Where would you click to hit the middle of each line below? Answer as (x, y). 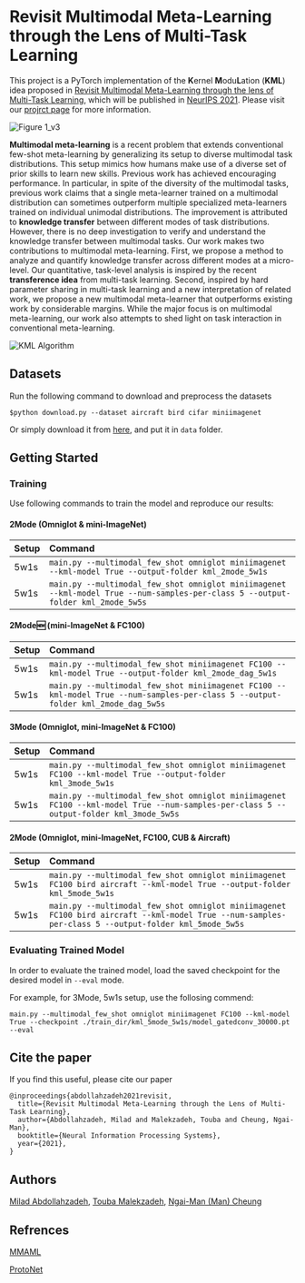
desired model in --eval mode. (67, 980)
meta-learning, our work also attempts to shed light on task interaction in (146, 318)
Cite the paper (51, 1057)
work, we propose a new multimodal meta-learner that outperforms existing (151, 299)
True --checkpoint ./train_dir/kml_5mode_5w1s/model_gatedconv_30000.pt (150, 1022)
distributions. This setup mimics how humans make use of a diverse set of (148, 163)
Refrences (39, 1230)
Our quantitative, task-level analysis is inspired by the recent (144, 270)
